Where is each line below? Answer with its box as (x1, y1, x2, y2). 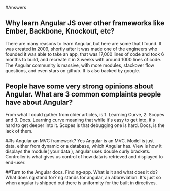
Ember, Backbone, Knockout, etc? (5, 27, 115, 36)
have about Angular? (5, 98, 73, 107)
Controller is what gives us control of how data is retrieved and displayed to (5, 153, 163, 160)
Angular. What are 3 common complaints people (5, 90, 161, 99)
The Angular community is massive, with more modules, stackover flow (5, 62, 155, 68)
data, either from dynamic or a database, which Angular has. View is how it (5, 143, 162, 149)
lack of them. (5, 128, 33, 134)
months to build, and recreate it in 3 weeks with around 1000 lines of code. (5, 56, 161, 62)
